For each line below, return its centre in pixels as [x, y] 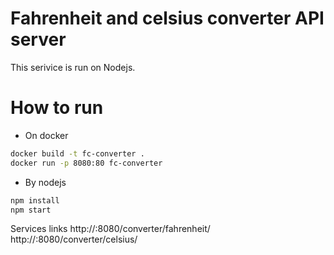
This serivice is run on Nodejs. [73, 67]
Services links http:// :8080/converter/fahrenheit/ [110, 229]
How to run [57, 108]
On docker [46, 135]
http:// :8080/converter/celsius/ [74, 239]
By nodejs [45, 182]
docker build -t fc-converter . [77, 153]
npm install [35, 200]
